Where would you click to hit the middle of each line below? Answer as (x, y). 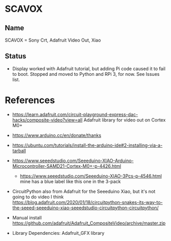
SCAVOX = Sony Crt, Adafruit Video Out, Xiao (53, 40)
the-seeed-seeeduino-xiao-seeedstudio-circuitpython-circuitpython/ (85, 208)
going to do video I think (38, 197)
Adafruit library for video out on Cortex (125, 120)
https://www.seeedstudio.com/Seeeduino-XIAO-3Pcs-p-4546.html (91, 176)
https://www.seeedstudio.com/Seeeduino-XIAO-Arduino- (73, 160)
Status (16, 56)
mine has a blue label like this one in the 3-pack (70, 181)
